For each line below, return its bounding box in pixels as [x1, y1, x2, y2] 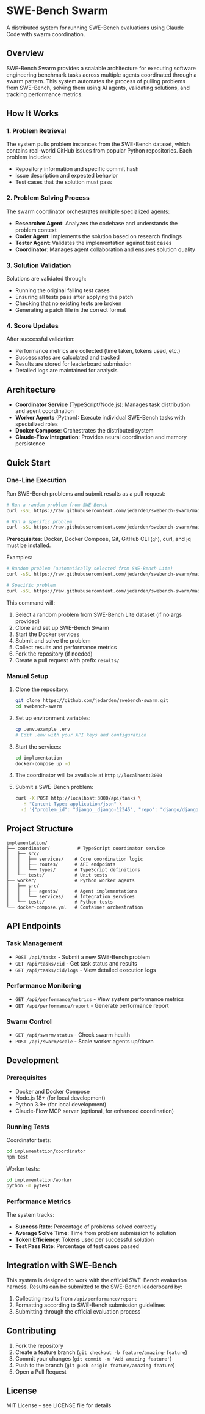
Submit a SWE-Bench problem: [15, 784, 93, 791]
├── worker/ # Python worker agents [6, 877, 135, 883]
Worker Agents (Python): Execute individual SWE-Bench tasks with [15, 414, 185, 422]
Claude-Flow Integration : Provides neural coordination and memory [15, 433, 187, 441]
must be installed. [6, 542, 51, 549]
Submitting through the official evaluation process [15, 1307, 141, 1315]
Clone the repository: [15, 686, 69, 693]
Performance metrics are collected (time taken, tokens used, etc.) [15, 347, 181, 355]
